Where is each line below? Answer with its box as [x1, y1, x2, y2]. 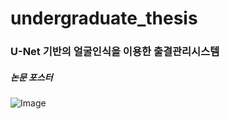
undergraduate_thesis [10, 7, 198, 30]
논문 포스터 [10, 71, 53, 83]
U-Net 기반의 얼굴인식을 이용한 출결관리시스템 [10, 45, 220, 59]
